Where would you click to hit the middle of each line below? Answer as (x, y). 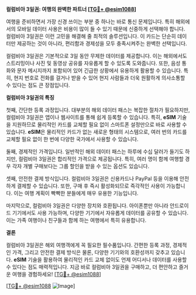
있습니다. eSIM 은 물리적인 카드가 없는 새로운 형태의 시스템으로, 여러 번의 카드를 (97, 132)
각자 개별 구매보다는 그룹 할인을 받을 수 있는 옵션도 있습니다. (81, 166)
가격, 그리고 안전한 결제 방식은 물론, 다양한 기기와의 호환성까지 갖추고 (91, 252)
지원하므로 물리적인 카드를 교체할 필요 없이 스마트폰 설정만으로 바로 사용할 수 (99, 124)
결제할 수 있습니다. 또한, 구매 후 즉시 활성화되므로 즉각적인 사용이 (91, 186)
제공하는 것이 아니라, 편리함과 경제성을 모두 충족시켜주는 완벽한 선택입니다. (102, 44)
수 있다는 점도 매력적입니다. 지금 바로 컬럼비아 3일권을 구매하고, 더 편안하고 (92, 267)
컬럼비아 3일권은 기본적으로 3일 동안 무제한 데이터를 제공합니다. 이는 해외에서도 (97, 56)
